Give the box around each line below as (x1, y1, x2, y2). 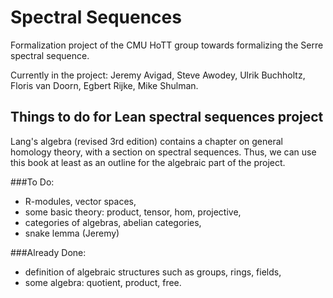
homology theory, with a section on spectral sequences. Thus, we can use (10, 146, 317, 158)
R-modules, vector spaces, (24, 195, 137, 207)
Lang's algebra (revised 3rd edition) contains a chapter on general (10, 135, 283, 147)
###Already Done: (10, 246, 87, 258)
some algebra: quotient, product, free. (24, 276, 182, 288)
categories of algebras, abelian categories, (24, 216, 202, 228)
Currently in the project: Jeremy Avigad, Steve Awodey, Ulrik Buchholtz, (10, 69, 306, 81)
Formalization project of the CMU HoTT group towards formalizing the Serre (10, 39, 324, 51)
